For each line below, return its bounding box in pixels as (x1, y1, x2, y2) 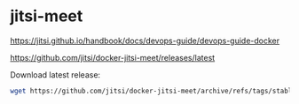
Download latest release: (10, 69, 101, 80)
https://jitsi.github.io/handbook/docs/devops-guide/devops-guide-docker (10, 35, 280, 46)
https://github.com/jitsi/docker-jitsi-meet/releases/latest (10, 52, 216, 63)
